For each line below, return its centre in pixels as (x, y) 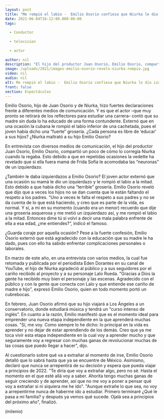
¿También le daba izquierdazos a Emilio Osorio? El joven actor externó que (80, 176)
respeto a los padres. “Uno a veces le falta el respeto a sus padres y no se (80, 197)
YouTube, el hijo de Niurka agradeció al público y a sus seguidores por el (78, 269)
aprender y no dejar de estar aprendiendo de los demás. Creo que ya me (78, 330)
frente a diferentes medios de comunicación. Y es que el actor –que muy (78, 111)
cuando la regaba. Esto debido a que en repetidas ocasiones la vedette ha (80, 157)
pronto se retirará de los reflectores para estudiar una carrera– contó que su (82, 116)
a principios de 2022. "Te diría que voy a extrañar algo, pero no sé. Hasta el (81, 371)
